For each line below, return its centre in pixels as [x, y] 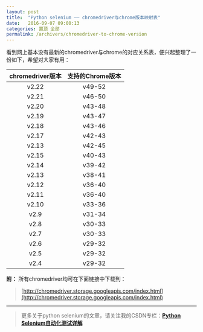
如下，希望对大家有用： [40, 60]
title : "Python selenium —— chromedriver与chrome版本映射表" [83, 18]
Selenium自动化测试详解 [52, 323]
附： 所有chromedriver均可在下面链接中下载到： [66, 279]
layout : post [23, 12]
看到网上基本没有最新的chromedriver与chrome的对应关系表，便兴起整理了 [99, 53]
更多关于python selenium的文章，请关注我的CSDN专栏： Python [101, 316]
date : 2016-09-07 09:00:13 [43, 23]
